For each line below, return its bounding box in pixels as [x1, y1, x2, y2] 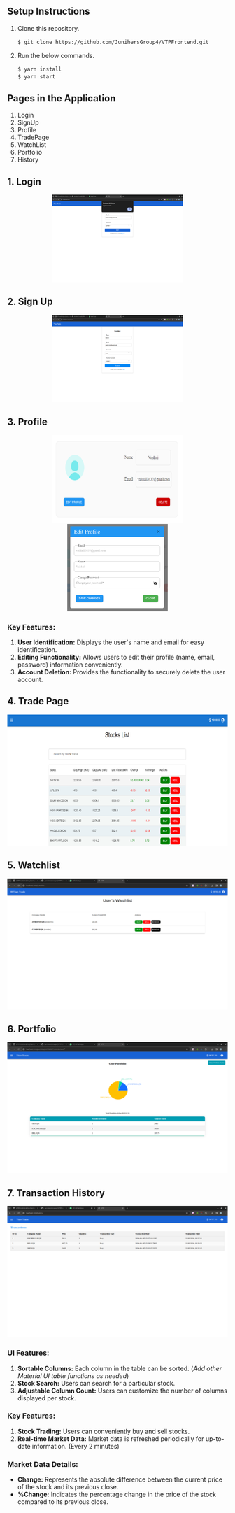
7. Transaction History [7, 1187, 105, 1199]
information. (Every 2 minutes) [31, 1442, 120, 1450]
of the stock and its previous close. [17, 1483, 119, 1491]
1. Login [7, 176, 42, 187]
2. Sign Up [7, 296, 53, 308]
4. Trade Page [7, 695, 69, 707]
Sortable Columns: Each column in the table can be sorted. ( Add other [17, 1364, 222, 1372]
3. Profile [7, 416, 48, 428]
